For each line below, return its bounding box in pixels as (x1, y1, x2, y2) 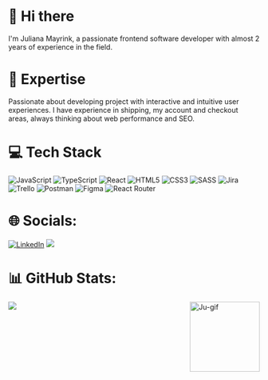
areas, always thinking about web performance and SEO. (8, 114, 195, 123)
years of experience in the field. (8, 42, 113, 51)
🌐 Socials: (8, 212, 77, 230)
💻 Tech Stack (8, 143, 102, 162)
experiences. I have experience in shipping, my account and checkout (8, 105, 238, 114)
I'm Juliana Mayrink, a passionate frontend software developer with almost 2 (8, 34, 260, 43)
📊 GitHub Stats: (8, 269, 117, 287)
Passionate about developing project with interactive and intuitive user (8, 96, 239, 106)
